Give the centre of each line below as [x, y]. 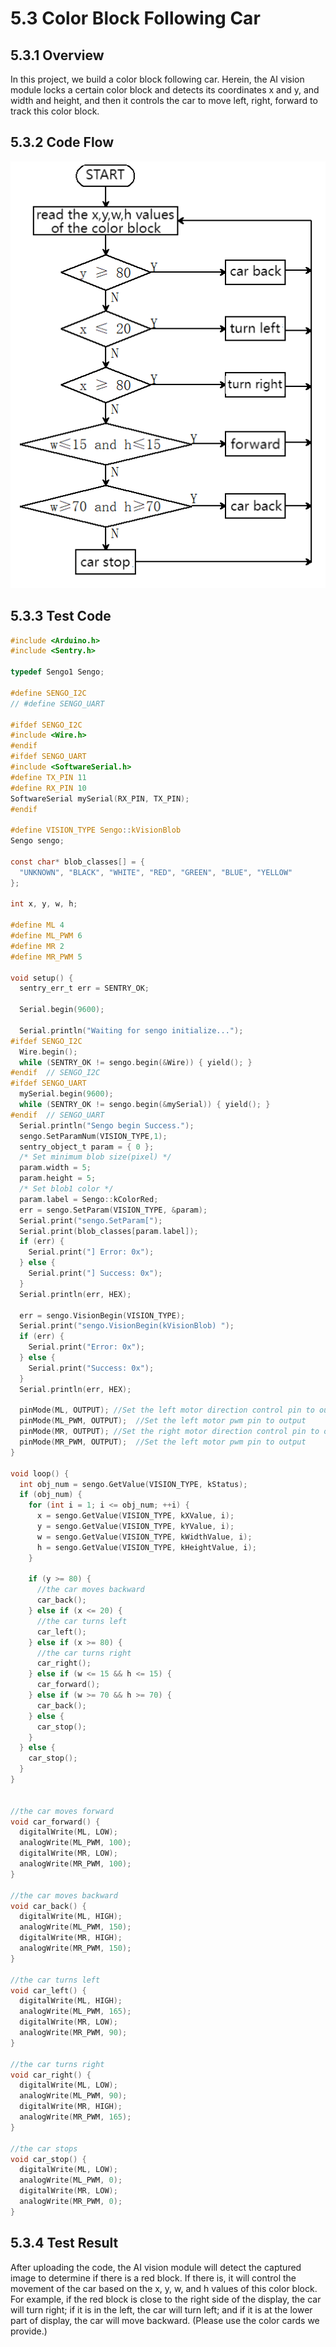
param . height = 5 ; [58, 1178]
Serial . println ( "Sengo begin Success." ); [107, 1125]
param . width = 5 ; [55, 1168]
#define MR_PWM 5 [46, 957]
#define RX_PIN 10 [48, 788]
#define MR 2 [37, 946]
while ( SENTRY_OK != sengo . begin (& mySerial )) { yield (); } [145, 1105]
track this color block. [55, 111]
